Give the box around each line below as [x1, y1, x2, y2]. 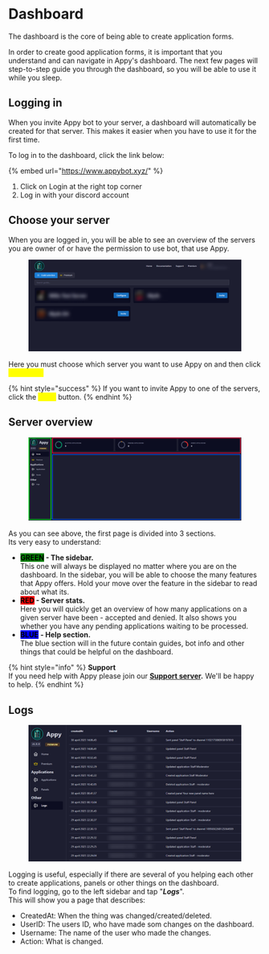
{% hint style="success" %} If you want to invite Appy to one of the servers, [8, 384, 261, 393]
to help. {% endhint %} [8, 680, 84, 690]
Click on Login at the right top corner [19, 181, 142, 191]
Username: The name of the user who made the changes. [19, 928, 211, 938]
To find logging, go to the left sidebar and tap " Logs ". [8, 887, 185, 897]
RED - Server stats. [19, 595, 86, 605]
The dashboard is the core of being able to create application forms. [8, 31, 234, 41]
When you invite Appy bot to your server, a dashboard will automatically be [8, 118, 257, 127]
